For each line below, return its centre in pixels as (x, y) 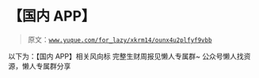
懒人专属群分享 (46, 66)
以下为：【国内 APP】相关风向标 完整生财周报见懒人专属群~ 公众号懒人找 (126, 56)
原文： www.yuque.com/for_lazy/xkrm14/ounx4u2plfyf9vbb (120, 39)
